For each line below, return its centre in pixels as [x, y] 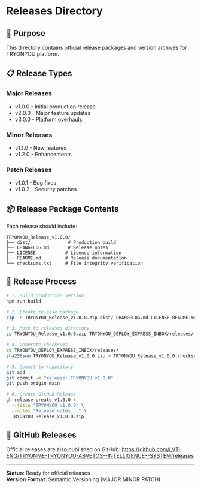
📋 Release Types [39, 73]
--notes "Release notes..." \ [49, 411]
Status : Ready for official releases [48, 473]
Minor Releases [29, 135]
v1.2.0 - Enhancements [43, 154]
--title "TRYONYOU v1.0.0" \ [48, 406]
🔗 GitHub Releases [41, 435]
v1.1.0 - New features [41, 147]
